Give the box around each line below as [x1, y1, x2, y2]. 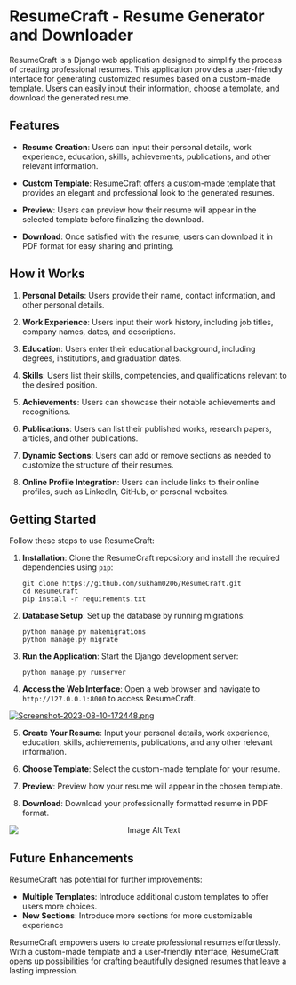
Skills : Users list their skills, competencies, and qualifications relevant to [21, 370, 287, 380]
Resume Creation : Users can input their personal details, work [21, 141, 252, 152]
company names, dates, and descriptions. [21, 326, 176, 337]
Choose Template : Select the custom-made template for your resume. [21, 764, 281, 774]
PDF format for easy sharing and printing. [21, 240, 175, 251]
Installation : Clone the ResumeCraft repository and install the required [21, 553, 280, 564]
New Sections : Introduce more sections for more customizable [21, 910, 253, 921]
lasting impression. [9, 965, 78, 976]
